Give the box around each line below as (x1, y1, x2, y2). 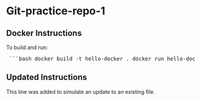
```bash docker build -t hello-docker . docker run (9, 56, 165, 62)
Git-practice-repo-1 (6, 4, 106, 18)
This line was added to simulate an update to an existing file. (6, 88, 156, 95)
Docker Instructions (6, 28, 82, 38)
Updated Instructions (6, 72, 87, 82)
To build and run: (6, 44, 48, 51)
